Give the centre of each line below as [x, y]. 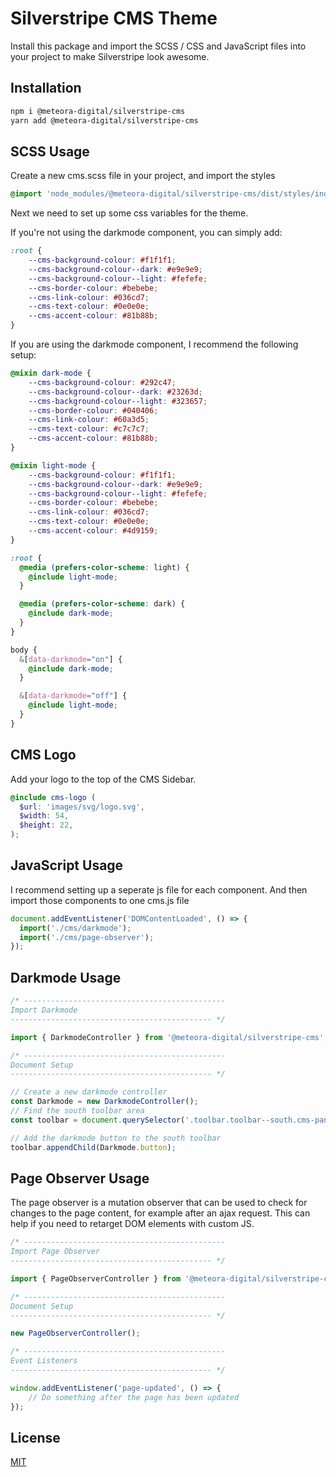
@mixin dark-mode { [51, 373]
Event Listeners [44, 1361]
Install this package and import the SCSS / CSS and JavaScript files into [158, 46]
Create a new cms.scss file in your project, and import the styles [143, 176]
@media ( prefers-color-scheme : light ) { [104, 567]
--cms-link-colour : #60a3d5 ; [89, 420]
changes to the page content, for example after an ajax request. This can [160, 1213]
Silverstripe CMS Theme [114, 18]
